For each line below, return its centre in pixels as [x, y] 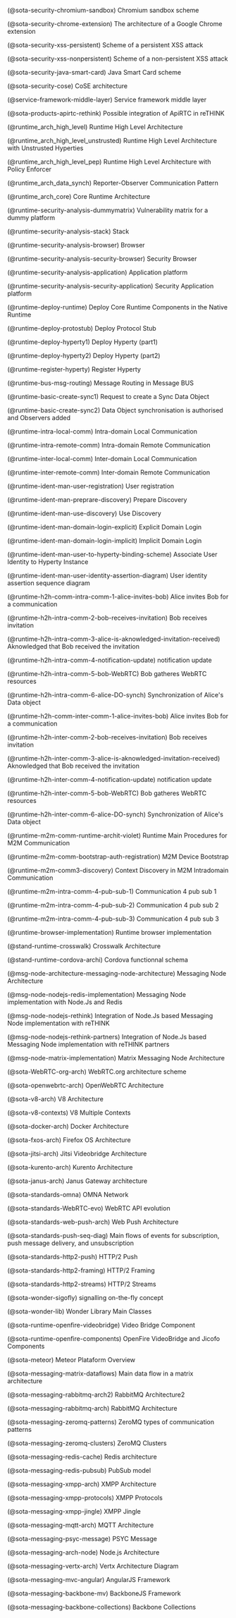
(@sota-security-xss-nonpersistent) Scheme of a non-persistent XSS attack [118, 59]
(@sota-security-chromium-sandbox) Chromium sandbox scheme [103, 10]
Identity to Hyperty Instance [48, 562]
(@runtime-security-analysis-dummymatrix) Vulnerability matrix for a [108, 210]
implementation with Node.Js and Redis [65, 1002]
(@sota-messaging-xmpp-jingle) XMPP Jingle [74, 1511]
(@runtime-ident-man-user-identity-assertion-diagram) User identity [107, 575]
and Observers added [39, 418]
